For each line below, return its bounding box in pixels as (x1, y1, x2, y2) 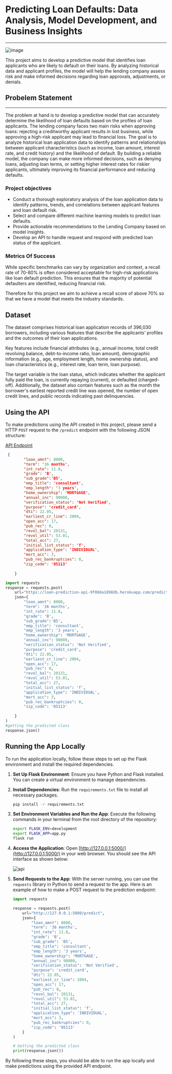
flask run (12, 836, 34, 841)
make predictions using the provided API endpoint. (5, 1063, 112, 1069)
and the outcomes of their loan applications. (5, 335, 98, 341)
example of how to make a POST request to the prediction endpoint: (12, 887, 156, 893)
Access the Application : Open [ (12, 845, 81, 851)
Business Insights (5, 26, 83, 37)
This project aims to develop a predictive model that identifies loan (5, 57, 146, 63)
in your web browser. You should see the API (61, 851, 156, 857)
